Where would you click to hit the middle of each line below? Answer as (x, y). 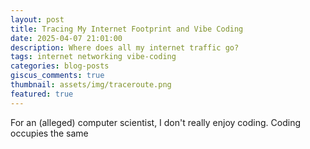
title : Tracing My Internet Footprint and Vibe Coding (127, 29)
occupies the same (49, 133)
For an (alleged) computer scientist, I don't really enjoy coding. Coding (155, 122)
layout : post (37, 19)
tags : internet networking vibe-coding (93, 57)
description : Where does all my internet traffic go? (125, 47)
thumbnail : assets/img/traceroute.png (91, 85)
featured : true (42, 94)
